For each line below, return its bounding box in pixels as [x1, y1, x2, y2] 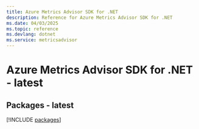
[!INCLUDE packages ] [6, 116, 61, 123]
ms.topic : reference [6, 25, 59, 32]
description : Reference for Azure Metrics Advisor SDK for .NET [6, 15, 173, 21]
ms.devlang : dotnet [6, 31, 56, 38]
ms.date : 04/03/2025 [6, 20, 59, 26]
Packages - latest [6, 100, 74, 110]
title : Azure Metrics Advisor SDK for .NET [6, 8, 119, 15]
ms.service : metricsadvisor [6, 37, 78, 43]
